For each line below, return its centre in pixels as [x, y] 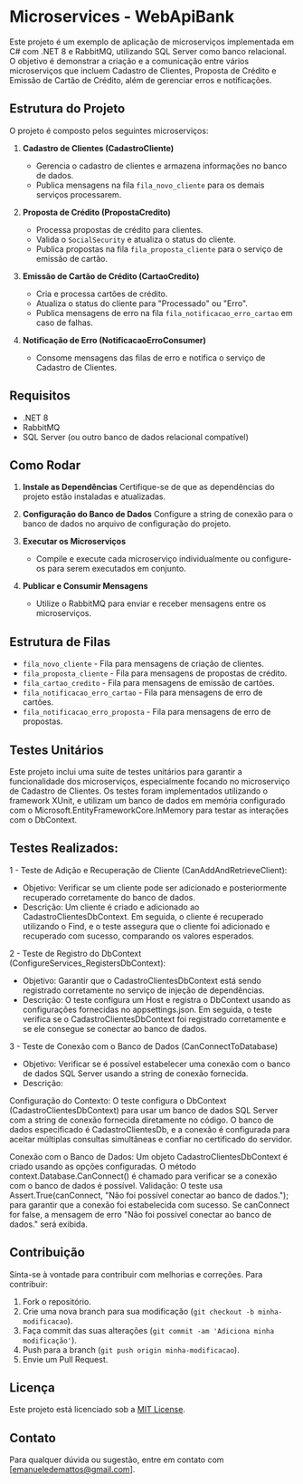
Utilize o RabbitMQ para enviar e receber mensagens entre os [151, 603]
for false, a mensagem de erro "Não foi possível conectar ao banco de [141, 1214]
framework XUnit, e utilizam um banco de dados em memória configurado [147, 800]
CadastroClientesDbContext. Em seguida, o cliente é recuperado [143, 916]
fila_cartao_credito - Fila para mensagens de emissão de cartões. [148, 683]
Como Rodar [45, 465]
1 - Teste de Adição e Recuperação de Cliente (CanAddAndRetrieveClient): [148, 870]
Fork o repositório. [57, 1301]
